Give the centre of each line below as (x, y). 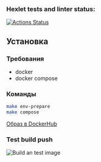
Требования (25, 58)
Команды (21, 94)
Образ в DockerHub (32, 124)
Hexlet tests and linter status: (51, 9)
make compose (23, 112)
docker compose (36, 78)
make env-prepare (28, 107)
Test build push (30, 140)
